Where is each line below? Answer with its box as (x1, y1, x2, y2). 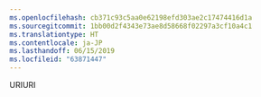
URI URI (9, 80, 36, 90)
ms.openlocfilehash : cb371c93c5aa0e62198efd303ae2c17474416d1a (9, 13, 253, 22)
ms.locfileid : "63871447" (9, 55, 107, 64)
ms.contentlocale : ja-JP (9, 38, 103, 48)
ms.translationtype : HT (9, 30, 99, 39)
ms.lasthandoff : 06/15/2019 (9, 47, 116, 56)
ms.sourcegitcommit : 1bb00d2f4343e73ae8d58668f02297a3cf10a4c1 (9, 22, 253, 31)
